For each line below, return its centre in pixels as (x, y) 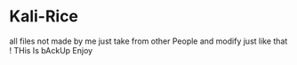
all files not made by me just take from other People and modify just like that (148, 41)
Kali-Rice (44, 16)
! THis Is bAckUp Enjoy (51, 50)
